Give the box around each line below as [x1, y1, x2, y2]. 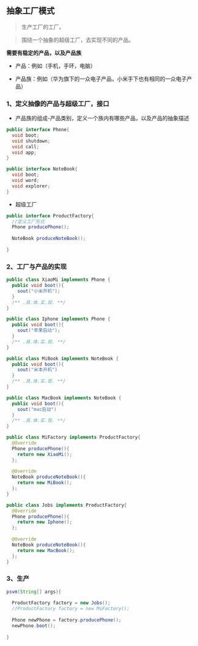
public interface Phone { [6, 127, 70, 133]
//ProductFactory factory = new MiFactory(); [12, 606, 130, 612]
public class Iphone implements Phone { [6, 316, 111, 322]
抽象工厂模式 [6, 5, 55, 16]
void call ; [12, 143, 40, 150]
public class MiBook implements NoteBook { [6, 355, 119, 361]
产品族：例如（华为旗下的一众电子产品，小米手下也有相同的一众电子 [15, 75, 187, 82]
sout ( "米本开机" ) [17, 367, 58, 373]
